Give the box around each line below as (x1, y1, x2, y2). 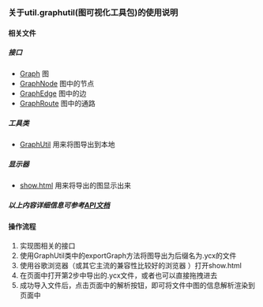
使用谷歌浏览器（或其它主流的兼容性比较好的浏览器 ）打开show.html (19, 261, 242, 270)
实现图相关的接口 (19, 241, 76, 250)
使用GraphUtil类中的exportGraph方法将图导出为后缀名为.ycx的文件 (19, 251, 237, 260)
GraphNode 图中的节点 (19, 79, 95, 89)
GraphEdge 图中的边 (19, 89, 87, 98)
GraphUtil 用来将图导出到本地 (19, 140, 115, 150)
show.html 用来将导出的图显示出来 (19, 180, 132, 191)
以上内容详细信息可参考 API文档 (8, 200, 111, 210)
